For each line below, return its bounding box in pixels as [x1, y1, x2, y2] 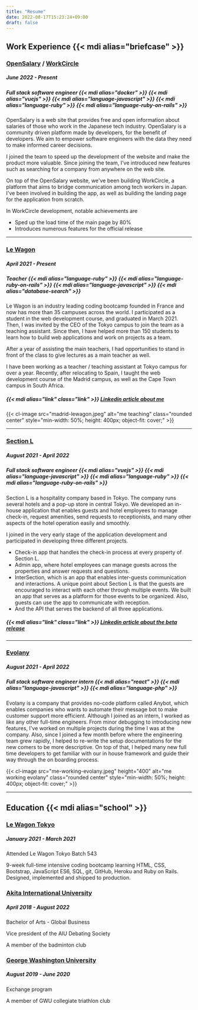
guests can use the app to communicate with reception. [14, 599, 150, 606]
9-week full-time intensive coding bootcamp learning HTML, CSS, [6, 861, 166, 869]
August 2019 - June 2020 [6, 971, 71, 978]
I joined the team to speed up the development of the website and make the [6, 153, 190, 160]
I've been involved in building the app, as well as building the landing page [6, 190, 187, 197]
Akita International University [6, 889, 93, 897]
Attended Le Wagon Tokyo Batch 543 [6, 850, 97, 857]
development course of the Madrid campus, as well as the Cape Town [6, 376, 176, 383]
